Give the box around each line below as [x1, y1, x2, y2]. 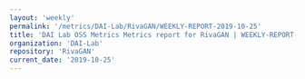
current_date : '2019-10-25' [9, 55, 116, 64]
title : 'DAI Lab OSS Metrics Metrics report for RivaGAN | [9, 30, 238, 39]
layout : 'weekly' [9, 13, 75, 23]
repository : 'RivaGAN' [9, 47, 95, 56]
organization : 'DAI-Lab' [9, 38, 103, 48]
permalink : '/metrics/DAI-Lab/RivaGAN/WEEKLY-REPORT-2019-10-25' [9, 22, 261, 31]
